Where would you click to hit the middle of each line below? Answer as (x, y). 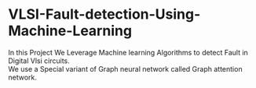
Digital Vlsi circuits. (39, 61)
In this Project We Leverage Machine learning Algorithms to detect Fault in (128, 52)
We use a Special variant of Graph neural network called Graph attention (125, 69)
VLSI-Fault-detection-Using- (104, 14)
